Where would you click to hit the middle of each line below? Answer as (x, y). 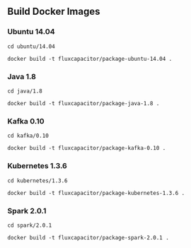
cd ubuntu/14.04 (31, 46)
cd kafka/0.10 (28, 136)
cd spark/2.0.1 (30, 225)
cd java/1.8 (25, 91)
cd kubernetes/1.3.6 (38, 181)
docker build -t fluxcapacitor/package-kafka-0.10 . (87, 148)
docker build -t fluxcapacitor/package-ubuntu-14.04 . (90, 59)
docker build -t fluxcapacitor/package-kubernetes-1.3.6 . (96, 193)
